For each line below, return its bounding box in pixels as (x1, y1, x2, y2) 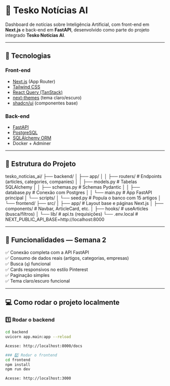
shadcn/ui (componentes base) (12, 100, 78, 106)
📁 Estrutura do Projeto (5, 160, 76, 168)
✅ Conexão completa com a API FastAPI (5, 249, 90, 255)
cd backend (5, 330, 28, 335)
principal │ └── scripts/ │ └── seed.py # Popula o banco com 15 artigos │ (5, 195, 161, 201)
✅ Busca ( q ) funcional (5, 261, 51, 267)
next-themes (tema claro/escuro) (12, 94, 82, 100)
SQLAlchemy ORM (12, 134, 52, 141)
